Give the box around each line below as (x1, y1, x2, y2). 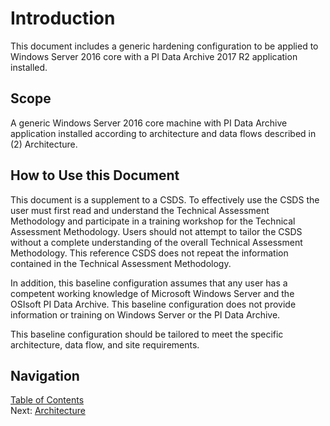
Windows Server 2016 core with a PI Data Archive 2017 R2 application (10, 50, 298, 62)
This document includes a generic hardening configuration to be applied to (10, 40, 319, 52)
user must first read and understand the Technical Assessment (10, 204, 270, 216)
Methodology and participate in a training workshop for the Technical (10, 215, 296, 227)
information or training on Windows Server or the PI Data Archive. (10, 308, 281, 321)
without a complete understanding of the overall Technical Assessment (10, 236, 303, 248)
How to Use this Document (10, 167, 180, 184)
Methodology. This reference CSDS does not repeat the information (10, 247, 289, 259)
